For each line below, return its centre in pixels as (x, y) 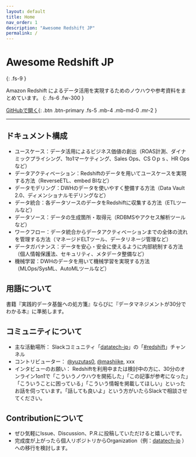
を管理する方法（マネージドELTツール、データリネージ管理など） (93, 239)
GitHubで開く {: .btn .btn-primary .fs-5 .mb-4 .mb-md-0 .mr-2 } (82, 110)
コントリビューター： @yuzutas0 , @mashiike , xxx (75, 361)
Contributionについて (45, 418)
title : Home (20, 17)
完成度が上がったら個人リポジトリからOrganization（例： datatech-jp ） (101, 441)
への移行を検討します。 (43, 448)
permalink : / (22, 33)
